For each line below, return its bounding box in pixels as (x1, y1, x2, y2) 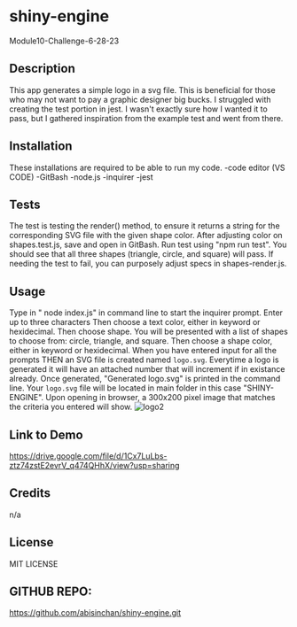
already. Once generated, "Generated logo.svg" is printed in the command (9, 374, 281, 384)
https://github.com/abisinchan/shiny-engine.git (9, 608, 182, 618)
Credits (9, 485, 51, 501)
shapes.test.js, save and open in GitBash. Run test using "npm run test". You (9, 239, 287, 250)
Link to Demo (9, 427, 83, 442)
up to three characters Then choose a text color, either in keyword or (9, 317, 261, 328)
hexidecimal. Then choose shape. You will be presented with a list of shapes (9, 326, 288, 337)
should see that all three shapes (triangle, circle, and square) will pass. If (9, 249, 274, 259)
